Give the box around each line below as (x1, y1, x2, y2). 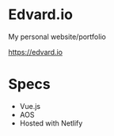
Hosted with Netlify (19, 118, 83, 128)
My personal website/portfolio (8, 32, 107, 41)
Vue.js (19, 101, 41, 111)
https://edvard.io (8, 47, 63, 56)
